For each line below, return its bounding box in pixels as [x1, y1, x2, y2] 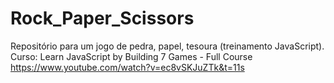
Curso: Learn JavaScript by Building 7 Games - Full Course [10, 50, 253, 62]
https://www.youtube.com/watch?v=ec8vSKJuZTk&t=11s [10, 61, 245, 73]
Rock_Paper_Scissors [10, 7, 195, 30]
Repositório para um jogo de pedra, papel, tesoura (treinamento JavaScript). [10, 40, 325, 52]
